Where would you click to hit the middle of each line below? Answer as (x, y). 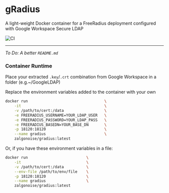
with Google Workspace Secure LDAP (45, 28)
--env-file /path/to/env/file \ (52, 172)
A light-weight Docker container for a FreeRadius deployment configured (81, 23)
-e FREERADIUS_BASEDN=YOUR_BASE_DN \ (61, 124)
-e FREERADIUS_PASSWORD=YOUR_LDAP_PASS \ (61, 120)
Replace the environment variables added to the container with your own (80, 92)
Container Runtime (29, 66)
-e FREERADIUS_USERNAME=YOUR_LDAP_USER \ (61, 115)
